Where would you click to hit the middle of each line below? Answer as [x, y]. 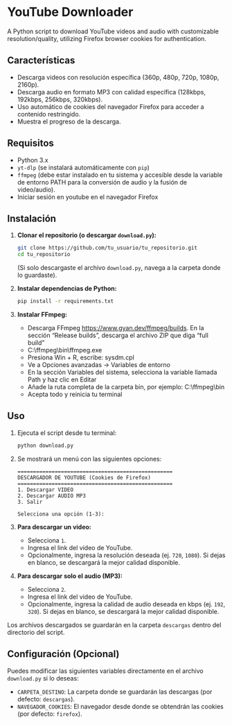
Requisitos [30, 143]
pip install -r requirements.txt [65, 301]
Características [41, 61]
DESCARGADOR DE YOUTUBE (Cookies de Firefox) [84, 477]
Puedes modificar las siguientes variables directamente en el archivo [105, 671]
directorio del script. [36, 632]
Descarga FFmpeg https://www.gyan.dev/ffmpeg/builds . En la [116, 328]
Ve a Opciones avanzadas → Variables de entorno [99, 365]
